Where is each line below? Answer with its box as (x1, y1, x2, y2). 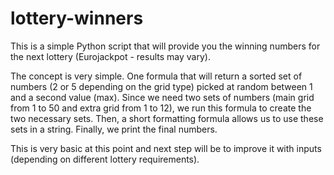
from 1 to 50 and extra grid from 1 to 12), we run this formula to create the (10, 102, 312, 114)
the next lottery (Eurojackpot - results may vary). (10, 50, 211, 62)
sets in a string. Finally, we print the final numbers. (10, 123, 218, 135)
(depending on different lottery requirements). (10, 153, 200, 165)
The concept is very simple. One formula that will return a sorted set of (10, 70, 303, 82)
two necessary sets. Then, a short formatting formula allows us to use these (10, 112, 324, 124)
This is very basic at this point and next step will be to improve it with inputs (10, 142, 322, 154)
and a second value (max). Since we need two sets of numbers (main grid (10, 91, 315, 103)
